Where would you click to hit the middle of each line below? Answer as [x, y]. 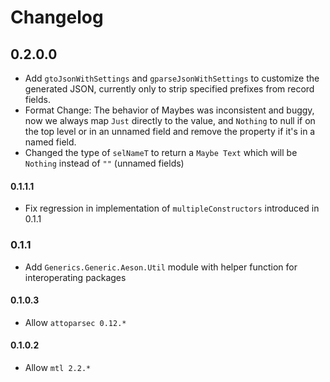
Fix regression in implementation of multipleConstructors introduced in [172, 208]
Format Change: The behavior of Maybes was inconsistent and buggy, [169, 110]
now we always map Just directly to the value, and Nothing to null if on [170, 120]
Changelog [57, 17]
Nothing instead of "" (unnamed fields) [104, 163]
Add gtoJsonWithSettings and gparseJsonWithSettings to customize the [172, 78]
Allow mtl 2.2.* [58, 367]
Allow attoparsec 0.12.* [75, 322]
